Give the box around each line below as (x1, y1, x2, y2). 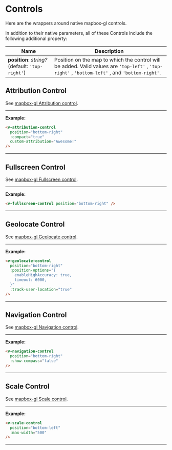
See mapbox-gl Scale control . (5, 396, 68, 402)
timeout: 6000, (14, 277, 47, 282)
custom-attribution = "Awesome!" (10, 139, 77, 144)
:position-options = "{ (10, 268, 56, 273)
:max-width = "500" (10, 430, 47, 435)
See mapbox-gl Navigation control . (5, 324, 79, 331)
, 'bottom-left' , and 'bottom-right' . (71, 69, 161, 76)
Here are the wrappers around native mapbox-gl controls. (5, 20, 127, 26)
